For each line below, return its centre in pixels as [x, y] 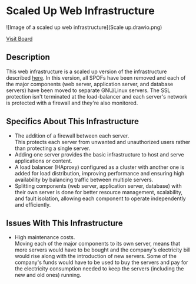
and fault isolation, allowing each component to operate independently [100, 198]
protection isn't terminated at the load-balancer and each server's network [97, 96]
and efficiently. [33, 204]
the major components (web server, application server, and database [90, 84]
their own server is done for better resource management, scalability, [98, 192]
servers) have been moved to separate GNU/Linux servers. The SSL [88, 90]
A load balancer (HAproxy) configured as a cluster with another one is [99, 167]
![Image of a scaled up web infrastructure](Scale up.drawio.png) [84, 27]
